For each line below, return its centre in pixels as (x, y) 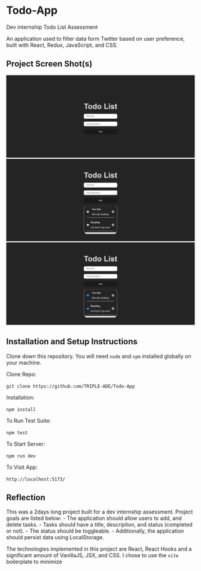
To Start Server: (26, 444)
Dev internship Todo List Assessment (52, 27)
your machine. (24, 362)
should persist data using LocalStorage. (55, 537)
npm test (17, 432)
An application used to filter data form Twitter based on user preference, (96, 38)
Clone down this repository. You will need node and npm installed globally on (99, 356)
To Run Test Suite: (29, 420)
